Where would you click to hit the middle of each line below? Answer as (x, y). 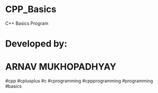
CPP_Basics (31, 9)
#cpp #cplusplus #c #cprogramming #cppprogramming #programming (79, 81)
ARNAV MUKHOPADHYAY (61, 67)
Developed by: (36, 44)
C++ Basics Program (27, 23)
